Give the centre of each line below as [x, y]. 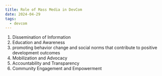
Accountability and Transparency [46, 63]
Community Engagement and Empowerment [57, 69]
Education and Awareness [39, 43]
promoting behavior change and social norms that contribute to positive [85, 48]
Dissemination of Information [41, 37]
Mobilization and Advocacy [40, 58]
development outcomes [36, 53]
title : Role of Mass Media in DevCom [44, 10]
